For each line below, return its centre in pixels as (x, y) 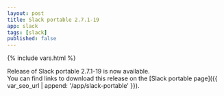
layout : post (26, 13)
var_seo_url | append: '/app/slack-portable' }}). (73, 86)
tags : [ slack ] (27, 32)
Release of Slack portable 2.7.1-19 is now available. (78, 71)
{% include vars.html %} (42, 58)
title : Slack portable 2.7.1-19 (53, 20)
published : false (32, 39)
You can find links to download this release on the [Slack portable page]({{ (112, 78)
